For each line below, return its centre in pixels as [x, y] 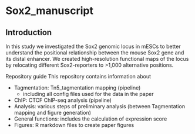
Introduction [29, 32]
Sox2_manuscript [49, 11]
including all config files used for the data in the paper [88, 94]
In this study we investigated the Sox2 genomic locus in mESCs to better [93, 46]
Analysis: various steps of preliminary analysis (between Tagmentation [100, 106]
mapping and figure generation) [53, 113]
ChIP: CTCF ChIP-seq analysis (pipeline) [63, 100]
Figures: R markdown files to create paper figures [74, 125]
